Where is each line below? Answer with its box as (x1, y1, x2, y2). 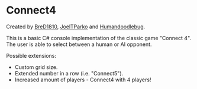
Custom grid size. (14, 63, 58, 71)
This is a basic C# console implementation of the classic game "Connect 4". (6, 34, 191, 41)
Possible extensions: (6, 52, 57, 59)
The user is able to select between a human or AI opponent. (6, 41, 152, 48)
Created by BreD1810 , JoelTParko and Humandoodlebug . (6, 23, 146, 30)
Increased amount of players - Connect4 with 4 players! (14, 76, 151, 83)
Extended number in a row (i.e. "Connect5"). (14, 70, 124, 77)
